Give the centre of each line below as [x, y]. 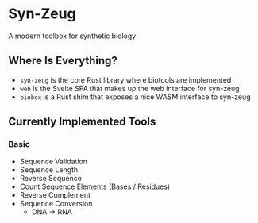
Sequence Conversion [56, 204]
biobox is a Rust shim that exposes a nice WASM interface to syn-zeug [135, 97]
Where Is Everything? [63, 61]
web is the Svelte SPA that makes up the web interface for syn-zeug [129, 88]
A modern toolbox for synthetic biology [72, 36]
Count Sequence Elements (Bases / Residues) [95, 186]
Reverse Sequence [50, 179]
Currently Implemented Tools [82, 122]
